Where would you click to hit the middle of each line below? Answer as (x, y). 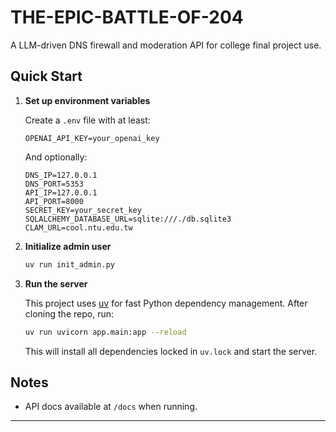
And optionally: (56, 157)
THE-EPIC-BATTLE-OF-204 (127, 17)
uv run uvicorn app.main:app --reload (105, 332)
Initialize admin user (68, 246)
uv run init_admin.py (69, 264)
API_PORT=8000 (54, 201)
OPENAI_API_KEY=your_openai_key (92, 138)
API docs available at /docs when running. (111, 407)
